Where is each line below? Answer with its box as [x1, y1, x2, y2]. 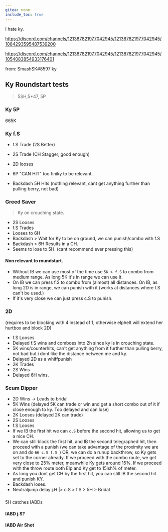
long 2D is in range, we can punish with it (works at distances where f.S [12, 285, 160, 291]
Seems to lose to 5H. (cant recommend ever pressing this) [12, 246, 133, 252]
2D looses [12, 161, 34, 167]
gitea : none [5, 7, 30, 13]
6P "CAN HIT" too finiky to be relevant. [12, 170, 93, 176]
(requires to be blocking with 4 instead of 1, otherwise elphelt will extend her [5, 320, 163, 326]
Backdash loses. [12, 481, 47, 487]
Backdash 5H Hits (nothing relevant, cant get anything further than [12, 180, 150, 186]
